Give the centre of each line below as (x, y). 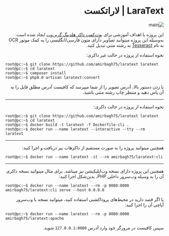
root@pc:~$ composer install (36, 73)
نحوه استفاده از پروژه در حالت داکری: (129, 106)
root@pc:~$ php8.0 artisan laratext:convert (53, 77)
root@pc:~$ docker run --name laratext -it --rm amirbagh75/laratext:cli (84, 157)
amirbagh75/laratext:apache (35, 218)
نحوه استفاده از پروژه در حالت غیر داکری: (125, 55)
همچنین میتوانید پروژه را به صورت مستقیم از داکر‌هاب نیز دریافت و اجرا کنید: (93, 147)
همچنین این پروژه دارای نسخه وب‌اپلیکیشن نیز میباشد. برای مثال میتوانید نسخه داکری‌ (85, 171)
